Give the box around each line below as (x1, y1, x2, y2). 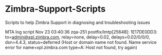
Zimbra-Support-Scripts (5, 3, 106, 15)
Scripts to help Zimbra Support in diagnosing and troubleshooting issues (5, 19, 150, 25)
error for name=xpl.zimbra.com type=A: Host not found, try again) (5, 44, 138, 50)
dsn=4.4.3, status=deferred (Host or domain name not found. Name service (5, 39, 157, 45)
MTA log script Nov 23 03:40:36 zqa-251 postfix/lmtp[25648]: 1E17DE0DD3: (5, 29, 158, 35)
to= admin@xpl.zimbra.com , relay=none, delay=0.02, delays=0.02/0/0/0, (5, 34, 150, 40)
